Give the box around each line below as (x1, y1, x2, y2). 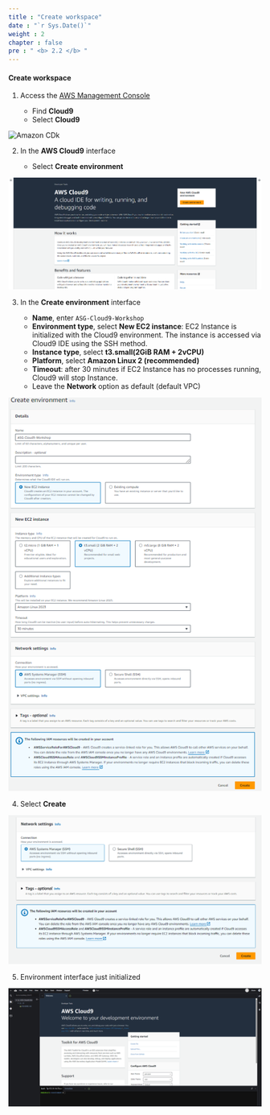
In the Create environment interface (19, 297, 141, 307)
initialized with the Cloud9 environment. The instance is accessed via (31, 330, 261, 340)
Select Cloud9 (31, 115, 80, 125)
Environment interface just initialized (19, 973, 141, 982)
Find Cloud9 (31, 106, 74, 116)
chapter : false (8, 39, 63, 47)
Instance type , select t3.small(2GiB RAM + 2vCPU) (31, 347, 205, 357)
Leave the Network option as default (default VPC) (31, 381, 201, 390)
